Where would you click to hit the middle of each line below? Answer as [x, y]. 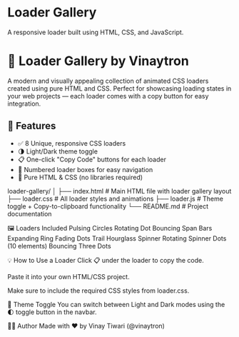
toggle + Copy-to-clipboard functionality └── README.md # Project [108, 206]
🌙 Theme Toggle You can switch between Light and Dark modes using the [116, 304]
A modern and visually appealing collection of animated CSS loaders [108, 81]
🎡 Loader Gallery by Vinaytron [98, 61]
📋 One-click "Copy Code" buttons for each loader [92, 159]
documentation [30, 213]
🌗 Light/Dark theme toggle [58, 151]
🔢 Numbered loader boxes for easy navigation [85, 169]
